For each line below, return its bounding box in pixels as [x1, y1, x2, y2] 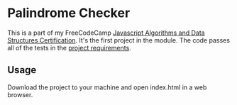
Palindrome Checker [7, 5, 131, 21]
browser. [7, 90, 33, 99]
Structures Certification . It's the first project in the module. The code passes [7, 35, 231, 44]
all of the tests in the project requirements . [7, 43, 131, 52]
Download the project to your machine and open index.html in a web [7, 83, 207, 92]
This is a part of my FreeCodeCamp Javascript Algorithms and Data [7, 28, 205, 37]
